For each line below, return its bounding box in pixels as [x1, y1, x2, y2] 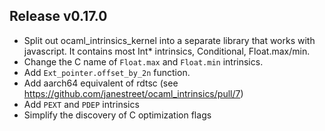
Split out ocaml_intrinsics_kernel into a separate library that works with [23, 34, 316, 46]
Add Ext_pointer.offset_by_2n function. [23, 66, 191, 78]
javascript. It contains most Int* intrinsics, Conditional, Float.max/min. [23, 45, 311, 57]
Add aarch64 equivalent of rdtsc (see [23, 77, 179, 89]
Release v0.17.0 [9, 8, 108, 25]
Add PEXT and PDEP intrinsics [23, 98, 140, 110]
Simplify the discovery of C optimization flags [23, 109, 212, 121]
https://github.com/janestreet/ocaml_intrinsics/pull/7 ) [23, 87, 244, 99]
